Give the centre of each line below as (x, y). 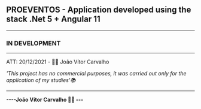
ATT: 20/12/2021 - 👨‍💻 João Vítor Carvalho (58, 62)
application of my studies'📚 (41, 80)
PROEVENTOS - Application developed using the (99, 10)
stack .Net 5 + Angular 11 (53, 19)
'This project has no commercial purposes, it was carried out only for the (96, 74)
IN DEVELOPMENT (33, 43)
